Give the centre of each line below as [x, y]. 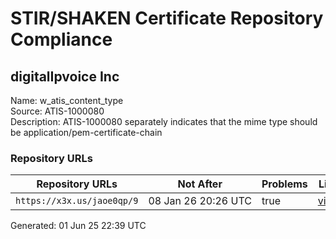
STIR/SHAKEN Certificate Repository [167, 18]
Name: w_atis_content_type [67, 100]
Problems [284, 184]
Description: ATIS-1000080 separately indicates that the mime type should [164, 121]
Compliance [61, 39]
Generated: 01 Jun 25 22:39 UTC [78, 226]
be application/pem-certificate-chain [86, 132]
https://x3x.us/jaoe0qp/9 [77, 201]
